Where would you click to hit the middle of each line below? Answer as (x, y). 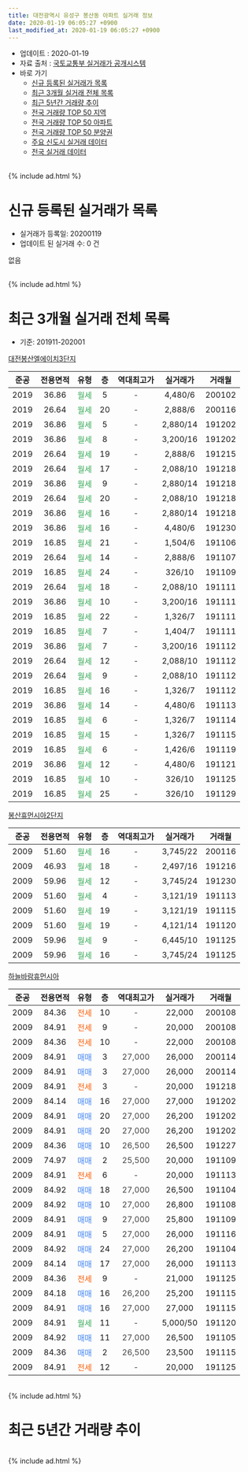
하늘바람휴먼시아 (34, 976)
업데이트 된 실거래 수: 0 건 (59, 243)
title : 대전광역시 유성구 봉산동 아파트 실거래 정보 (81, 15)
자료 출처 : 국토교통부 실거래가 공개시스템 (83, 63)
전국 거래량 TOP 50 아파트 (72, 122)
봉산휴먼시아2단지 (36, 816)
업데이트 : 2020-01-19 (54, 54)
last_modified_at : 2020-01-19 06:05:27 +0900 (84, 30)
